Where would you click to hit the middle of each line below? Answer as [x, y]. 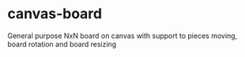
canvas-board [55, 14]
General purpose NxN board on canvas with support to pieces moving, [122, 36]
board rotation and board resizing [62, 44]
